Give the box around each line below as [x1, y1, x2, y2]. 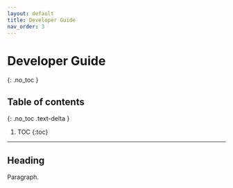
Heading [7, 154, 45, 166]
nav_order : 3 [7, 23, 45, 30]
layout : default [7, 10, 54, 17]
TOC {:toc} [17, 128, 49, 136]
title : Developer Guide [7, 17, 76, 24]
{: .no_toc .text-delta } [7, 114, 70, 123]
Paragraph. [7, 173, 40, 181]
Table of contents [7, 96, 85, 108]
